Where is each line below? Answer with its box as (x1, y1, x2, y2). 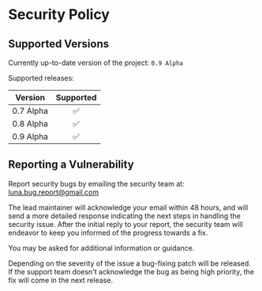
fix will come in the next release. (8, 275, 113, 285)
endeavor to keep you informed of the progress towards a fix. (8, 228, 208, 237)
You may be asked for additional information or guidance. (8, 243, 195, 252)
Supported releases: (8, 74, 75, 82)
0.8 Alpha (12, 119, 49, 129)
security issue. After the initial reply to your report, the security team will (8, 219, 243, 229)
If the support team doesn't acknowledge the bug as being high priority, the (8, 266, 255, 276)
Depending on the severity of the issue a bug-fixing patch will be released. (8, 259, 251, 268)
